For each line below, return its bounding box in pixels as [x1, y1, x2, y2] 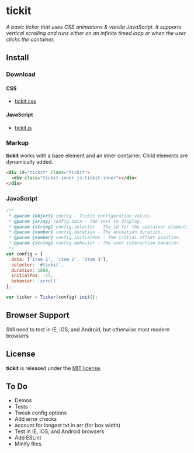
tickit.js [14, 124, 32, 131]
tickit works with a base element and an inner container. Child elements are [6, 152, 188, 159]
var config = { [6, 251, 43, 257]
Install [6, 53, 29, 63]
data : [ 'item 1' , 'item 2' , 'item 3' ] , [11, 256, 109, 262]
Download [6, 70, 36, 78]
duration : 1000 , [11, 267, 51, 273]
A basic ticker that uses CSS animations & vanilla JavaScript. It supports [6, 23, 182, 30]
